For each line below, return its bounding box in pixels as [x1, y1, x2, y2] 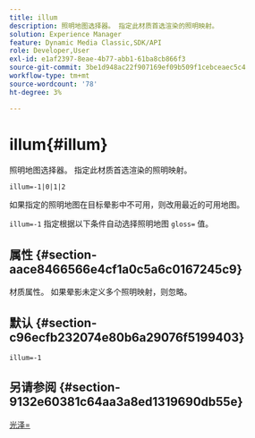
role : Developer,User [9, 46, 90, 55]
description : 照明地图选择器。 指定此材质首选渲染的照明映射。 [9, 21, 219, 30]
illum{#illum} [9, 134, 108, 155]
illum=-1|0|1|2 [9, 182, 66, 192]
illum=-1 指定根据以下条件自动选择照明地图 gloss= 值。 [9, 218, 214, 229]
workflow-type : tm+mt [9, 72, 90, 80]
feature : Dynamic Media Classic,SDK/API [9, 38, 163, 47]
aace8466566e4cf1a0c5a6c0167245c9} [9, 261, 243, 277]
